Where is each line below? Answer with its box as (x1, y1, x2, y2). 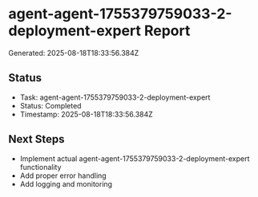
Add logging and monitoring (19, 179, 113, 188)
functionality (19, 162, 62, 171)
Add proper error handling (19, 171, 107, 180)
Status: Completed (19, 100, 82, 110)
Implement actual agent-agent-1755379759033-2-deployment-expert (19, 153, 250, 164)
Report (143, 22, 191, 40)
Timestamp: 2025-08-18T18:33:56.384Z (19, 109, 154, 119)
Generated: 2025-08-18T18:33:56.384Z (8, 48, 139, 57)
